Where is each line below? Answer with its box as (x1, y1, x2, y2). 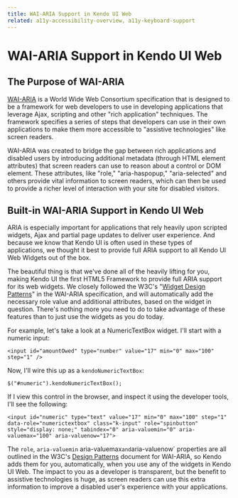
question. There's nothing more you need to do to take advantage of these (7, 305, 225, 313)
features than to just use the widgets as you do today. (7, 313, 165, 321)
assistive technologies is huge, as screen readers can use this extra (7, 475, 206, 484)
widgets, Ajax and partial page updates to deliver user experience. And (7, 231, 215, 239)
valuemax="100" (7, 433, 53, 440)
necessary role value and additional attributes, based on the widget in (7, 298, 212, 306)
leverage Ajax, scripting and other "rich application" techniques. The (7, 109, 208, 118)
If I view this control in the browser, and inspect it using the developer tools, (7, 392, 229, 401)
